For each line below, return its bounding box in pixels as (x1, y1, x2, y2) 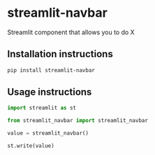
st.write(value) (7, 142, 54, 149)
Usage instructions (7, 86, 92, 98)
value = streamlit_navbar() (7, 130, 89, 137)
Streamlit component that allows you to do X (7, 28, 135, 36)
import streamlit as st (7, 105, 77, 112)
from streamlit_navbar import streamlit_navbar (7, 117, 149, 124)
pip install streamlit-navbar (7, 66, 96, 74)
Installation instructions (7, 48, 113, 60)
